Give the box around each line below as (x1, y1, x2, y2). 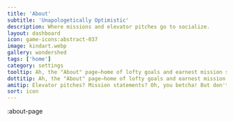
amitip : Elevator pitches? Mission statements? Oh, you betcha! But (7, 82, 210, 89)
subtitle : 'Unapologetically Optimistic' (7, 17, 130, 24)
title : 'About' (7, 10, 52, 17)
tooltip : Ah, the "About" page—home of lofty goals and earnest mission (7, 68, 223, 75)
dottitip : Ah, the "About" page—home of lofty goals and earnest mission (7, 75, 226, 82)
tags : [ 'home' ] (7, 56, 52, 63)
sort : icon (7, 88, 39, 95)
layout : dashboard (7, 29, 61, 37)
